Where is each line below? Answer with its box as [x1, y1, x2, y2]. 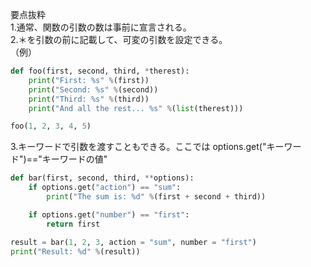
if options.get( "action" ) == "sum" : [28, 183, 182, 193]
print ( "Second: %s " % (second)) [28, 84, 159, 95]
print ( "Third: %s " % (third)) [28, 94, 150, 104]
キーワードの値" [41, 153, 108, 165]
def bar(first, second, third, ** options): [10, 173, 195, 183]
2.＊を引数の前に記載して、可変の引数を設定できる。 [10, 34, 228, 45]
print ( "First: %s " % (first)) [28, 75, 150, 85]
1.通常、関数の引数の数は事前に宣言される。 [10, 21, 192, 33]
